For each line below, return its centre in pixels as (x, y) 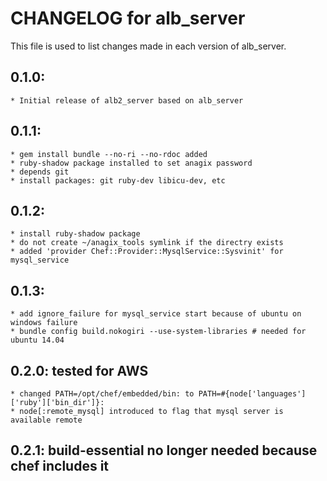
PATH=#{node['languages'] (252, 394)
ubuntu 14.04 (37, 340)
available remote (46, 420)
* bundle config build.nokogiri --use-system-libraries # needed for (158, 332)
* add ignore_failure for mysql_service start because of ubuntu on (156, 314)
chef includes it (60, 466)
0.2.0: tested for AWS (79, 370)
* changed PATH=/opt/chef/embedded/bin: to (102, 394)
